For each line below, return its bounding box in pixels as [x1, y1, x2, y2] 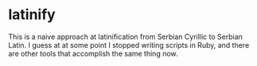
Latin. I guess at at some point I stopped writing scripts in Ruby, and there [8, 40, 250, 49]
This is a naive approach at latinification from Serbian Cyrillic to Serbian [8, 32, 243, 41]
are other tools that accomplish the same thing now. [8, 49, 178, 58]
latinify [8, 6, 56, 24]
